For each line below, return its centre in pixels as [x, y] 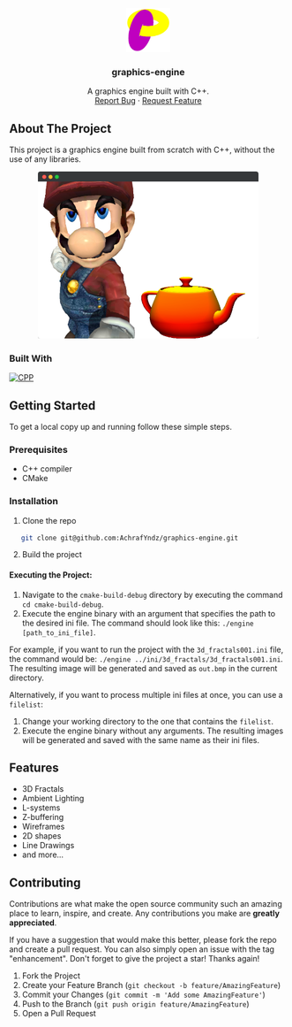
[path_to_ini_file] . [59, 632]
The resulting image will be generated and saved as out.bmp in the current [143, 668]
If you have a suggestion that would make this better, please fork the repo [143, 940]
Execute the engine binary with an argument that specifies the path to [149, 613]
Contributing [45, 882]
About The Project [60, 129]
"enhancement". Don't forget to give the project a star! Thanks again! [135, 959]
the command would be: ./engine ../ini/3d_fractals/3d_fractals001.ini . [146, 659]
